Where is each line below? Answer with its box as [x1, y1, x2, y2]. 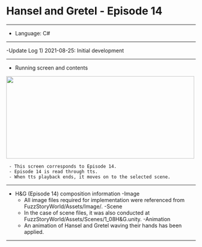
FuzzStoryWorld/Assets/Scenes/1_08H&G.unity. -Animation [23, 215, 171, 222]
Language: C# [14, 29, 50, 37]
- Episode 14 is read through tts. [8, 168, 98, 174]
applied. [23, 228, 44, 235]
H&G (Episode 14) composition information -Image [14, 190, 140, 197]
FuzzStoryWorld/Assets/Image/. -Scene [23, 203, 123, 210]
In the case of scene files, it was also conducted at [23, 209, 150, 216]
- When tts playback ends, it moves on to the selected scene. [8, 174, 171, 180]
